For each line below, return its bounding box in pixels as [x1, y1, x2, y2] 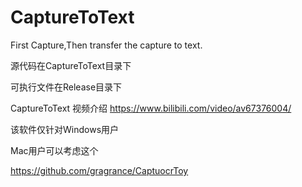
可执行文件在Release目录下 [10, 81, 123, 93]
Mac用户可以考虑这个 [10, 144, 99, 156]
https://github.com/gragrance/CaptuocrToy [10, 164, 189, 176]
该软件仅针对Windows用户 [10, 123, 120, 135]
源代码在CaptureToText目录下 [10, 59, 132, 71]
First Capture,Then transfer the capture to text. [10, 39, 203, 51]
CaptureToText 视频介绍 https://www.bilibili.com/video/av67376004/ [10, 102, 292, 114]
